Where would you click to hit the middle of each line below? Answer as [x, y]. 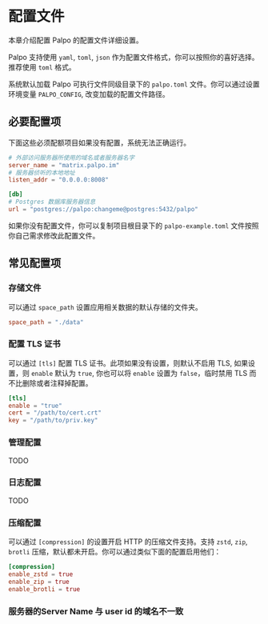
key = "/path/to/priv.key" [53, 421]
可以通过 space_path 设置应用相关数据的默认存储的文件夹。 [105, 307]
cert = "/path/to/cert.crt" [55, 413]
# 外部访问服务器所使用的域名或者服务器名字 [72, 158]
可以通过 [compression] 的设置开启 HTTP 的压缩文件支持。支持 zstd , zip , [128, 542]
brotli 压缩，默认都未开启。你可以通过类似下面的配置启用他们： [115, 552]
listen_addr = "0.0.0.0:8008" [59, 180]
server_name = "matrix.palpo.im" [64, 165]
